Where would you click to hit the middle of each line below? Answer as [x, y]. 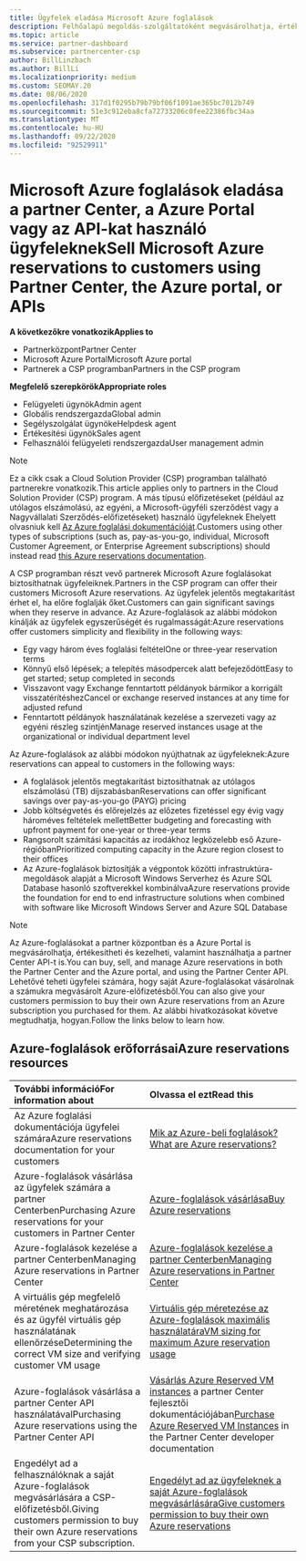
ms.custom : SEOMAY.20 [51, 86]
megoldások [46, 878]
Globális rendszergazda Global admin [92, 414]
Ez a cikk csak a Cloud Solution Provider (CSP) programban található [138, 478]
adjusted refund [52, 707]
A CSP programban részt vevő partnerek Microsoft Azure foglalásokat [141, 573]
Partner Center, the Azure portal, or [146, 287]
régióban [40, 849]
